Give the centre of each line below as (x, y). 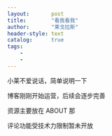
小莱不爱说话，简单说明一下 (47, 80)
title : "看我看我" (43, 20)
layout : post (36, 14)
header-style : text (36, 33)
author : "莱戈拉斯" (43, 27)
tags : (15, 47)
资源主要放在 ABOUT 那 (41, 111)
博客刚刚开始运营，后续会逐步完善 (56, 95)
